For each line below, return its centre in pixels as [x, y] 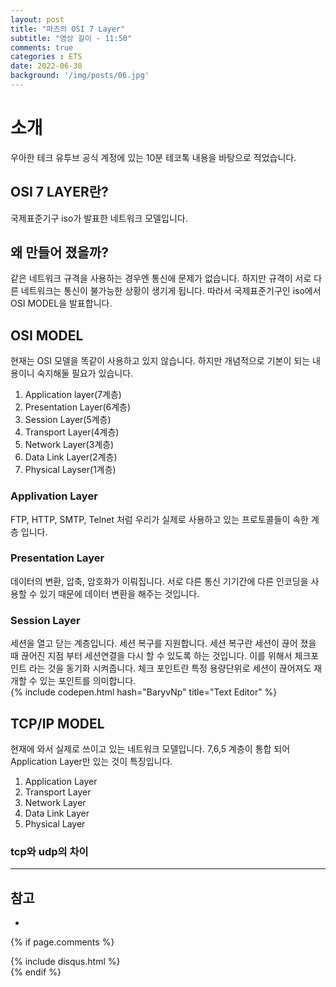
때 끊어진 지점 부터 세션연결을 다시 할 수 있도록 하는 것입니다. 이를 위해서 [151, 656]
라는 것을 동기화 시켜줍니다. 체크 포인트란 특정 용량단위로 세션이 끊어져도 [170, 668]
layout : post [37, 19]
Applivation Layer [54, 496]
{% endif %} [36, 972]
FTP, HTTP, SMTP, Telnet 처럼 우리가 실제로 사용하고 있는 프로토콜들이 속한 [159, 519]
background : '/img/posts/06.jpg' [80, 76]
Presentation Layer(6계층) [78, 407]
